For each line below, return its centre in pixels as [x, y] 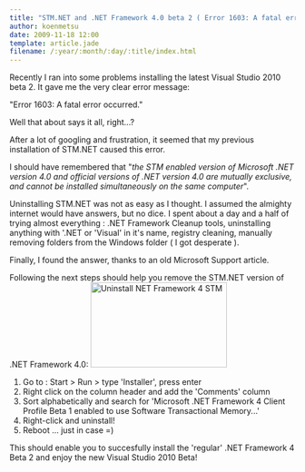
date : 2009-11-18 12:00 [54, 34]
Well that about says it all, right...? [72, 123]
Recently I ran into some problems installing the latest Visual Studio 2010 [145, 77]
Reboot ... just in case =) [68, 430]
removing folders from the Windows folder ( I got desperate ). [124, 242]
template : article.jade [54, 43]
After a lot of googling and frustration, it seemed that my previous [132, 140]
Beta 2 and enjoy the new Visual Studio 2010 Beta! [103, 457]
